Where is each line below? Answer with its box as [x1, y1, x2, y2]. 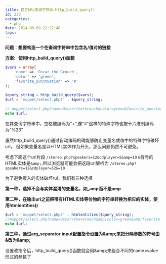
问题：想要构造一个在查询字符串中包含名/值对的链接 [5, 45, 111, 50]
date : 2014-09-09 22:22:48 [5, 26, 61, 31]
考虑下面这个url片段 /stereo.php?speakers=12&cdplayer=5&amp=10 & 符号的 [5, 154, 154, 160]
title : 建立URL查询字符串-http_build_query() [5, 7, 95, 12]
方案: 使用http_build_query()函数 [5, 55, 75, 61]
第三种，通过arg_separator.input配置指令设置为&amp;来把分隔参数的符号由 [5, 231, 160, 237]
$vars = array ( [5, 65, 37, 70]
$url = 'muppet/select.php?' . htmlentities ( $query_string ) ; [5, 212, 134, 217]
